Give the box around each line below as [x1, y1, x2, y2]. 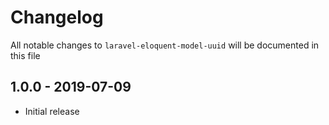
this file [10, 49, 41, 61]
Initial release [24, 105, 80, 117]
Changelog [10, 6, 104, 29]
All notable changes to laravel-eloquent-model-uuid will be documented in [10, 39, 320, 51]
